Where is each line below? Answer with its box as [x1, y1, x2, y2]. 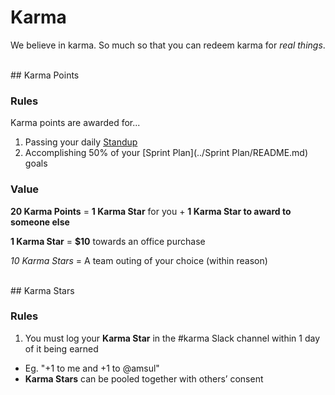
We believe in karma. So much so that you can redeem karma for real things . [10, 39, 326, 51]
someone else [10, 216, 70, 228]
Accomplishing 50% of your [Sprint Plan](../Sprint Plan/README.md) [24, 147, 309, 159]
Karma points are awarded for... [10, 117, 141, 129]
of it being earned [24, 342, 99, 355]
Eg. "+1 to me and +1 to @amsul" [24, 362, 160, 374]
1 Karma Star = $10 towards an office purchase [10, 235, 206, 247]
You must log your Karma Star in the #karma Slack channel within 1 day [24, 332, 321, 344]
